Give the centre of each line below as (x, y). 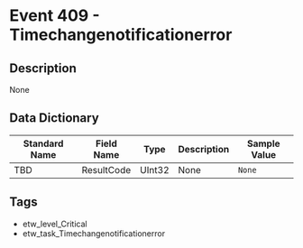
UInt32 (154, 170)
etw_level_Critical (55, 224)
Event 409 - (55, 16)
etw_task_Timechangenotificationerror (93, 233)
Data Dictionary (54, 118)
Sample (263, 143)
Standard (43, 143)
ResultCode (106, 170)
